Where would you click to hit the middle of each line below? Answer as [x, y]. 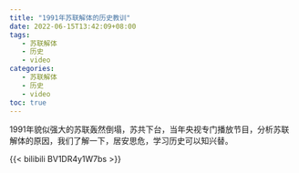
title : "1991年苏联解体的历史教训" [70, 18]
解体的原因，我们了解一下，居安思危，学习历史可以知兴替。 [121, 141]
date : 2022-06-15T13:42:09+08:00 [73, 26]
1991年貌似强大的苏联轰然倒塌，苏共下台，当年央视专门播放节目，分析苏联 [149, 129]
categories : [32, 69]
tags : [20, 35]
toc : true [28, 102]
